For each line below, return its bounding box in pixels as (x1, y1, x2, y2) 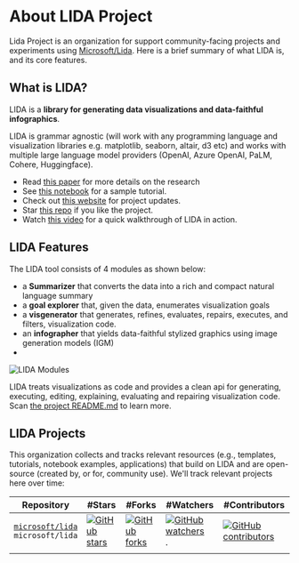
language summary (21, 290, 93, 301)
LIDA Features (9, 240, 89, 255)
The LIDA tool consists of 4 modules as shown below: (9, 263, 206, 274)
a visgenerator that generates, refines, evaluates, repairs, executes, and (21, 309, 288, 319)
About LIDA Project (9, 6, 153, 27)
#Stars (86, 499, 117, 511)
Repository (21, 499, 69, 511)
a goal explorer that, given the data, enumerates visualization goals (21, 300, 270, 310)
